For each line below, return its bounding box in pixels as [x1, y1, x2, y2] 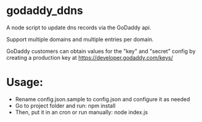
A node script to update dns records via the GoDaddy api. [6, 24, 151, 31]
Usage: [6, 76, 44, 89]
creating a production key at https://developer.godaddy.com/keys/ [6, 54, 173, 61]
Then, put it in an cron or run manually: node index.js [15, 108, 148, 116]
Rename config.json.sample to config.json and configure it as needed [15, 95, 190, 102]
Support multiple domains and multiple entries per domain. [6, 35, 154, 43]
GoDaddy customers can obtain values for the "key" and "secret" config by [6, 47, 196, 55]
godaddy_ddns [6, 4, 84, 18]
